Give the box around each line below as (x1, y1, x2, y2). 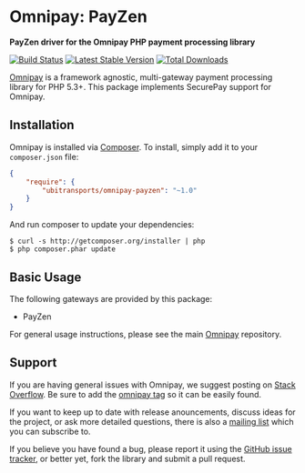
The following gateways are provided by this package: (9, 293, 213, 304)
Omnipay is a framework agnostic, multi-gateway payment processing (9, 71, 273, 83)
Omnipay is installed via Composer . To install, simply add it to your (9, 141, 259, 152)
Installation (9, 117, 75, 133)
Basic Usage (9, 269, 82, 285)
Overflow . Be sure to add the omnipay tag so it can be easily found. (9, 388, 262, 399)
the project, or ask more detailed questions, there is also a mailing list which (9, 416, 294, 427)
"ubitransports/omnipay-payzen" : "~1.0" (42, 186, 198, 195)
